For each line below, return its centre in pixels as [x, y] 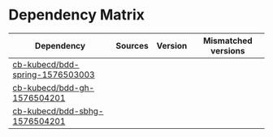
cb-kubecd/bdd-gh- [54, 88]
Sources [132, 45]
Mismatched [228, 41]
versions [228, 50]
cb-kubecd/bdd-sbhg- [58, 111]
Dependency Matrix [76, 15]
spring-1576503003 [54, 75]
